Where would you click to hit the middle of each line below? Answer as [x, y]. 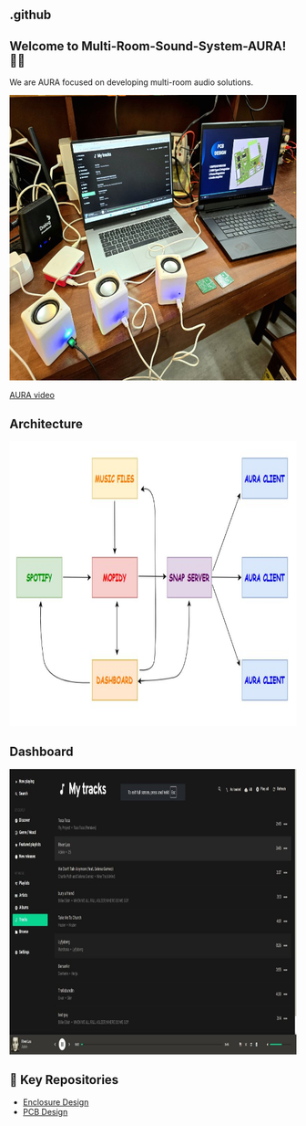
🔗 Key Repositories [64, 1080]
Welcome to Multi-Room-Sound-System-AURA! [148, 46]
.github [31, 15]
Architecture [46, 424]
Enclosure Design [56, 1102]
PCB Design [45, 1111]
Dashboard [41, 752]
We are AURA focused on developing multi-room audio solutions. [131, 82]
